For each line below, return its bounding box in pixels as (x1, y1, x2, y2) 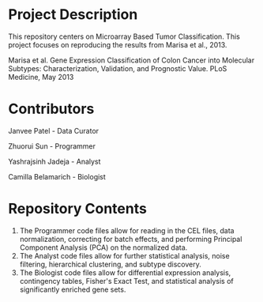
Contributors (8, 100, 95, 118)
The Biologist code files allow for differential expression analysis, (19, 267, 231, 277)
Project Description (8, 6, 138, 24)
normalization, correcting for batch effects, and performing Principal (19, 234, 242, 243)
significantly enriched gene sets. (19, 285, 126, 294)
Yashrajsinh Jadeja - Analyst (8, 157, 101, 166)
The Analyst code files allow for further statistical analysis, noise (19, 251, 231, 260)
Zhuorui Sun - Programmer (8, 141, 96, 151)
